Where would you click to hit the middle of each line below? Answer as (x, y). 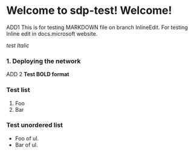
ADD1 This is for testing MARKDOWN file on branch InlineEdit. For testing (97, 27)
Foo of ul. (27, 138)
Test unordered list (35, 125)
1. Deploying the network (44, 61)
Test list (18, 90)
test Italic (18, 45)
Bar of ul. (26, 145)
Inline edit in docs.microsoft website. (52, 33)
